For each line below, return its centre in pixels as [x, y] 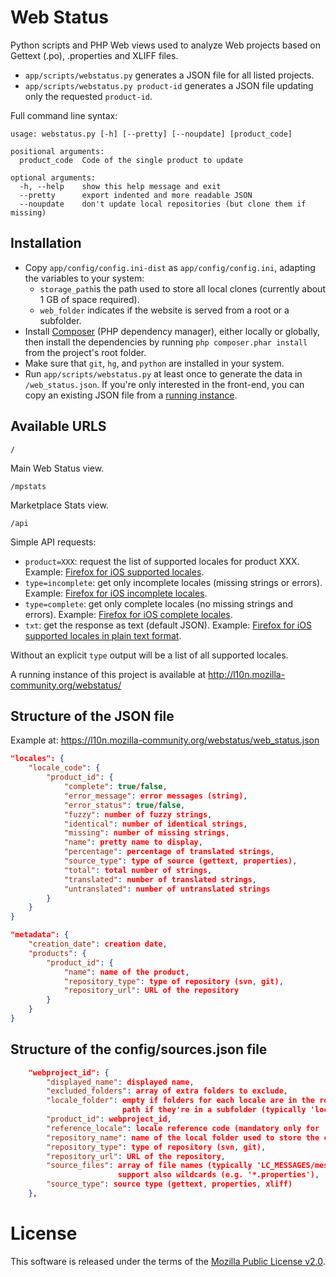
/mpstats [28, 486]
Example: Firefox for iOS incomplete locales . [116, 593]
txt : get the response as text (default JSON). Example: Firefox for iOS [168, 625]
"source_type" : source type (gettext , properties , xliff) [169, 1184]
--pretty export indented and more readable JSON [136, 195]
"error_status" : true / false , [124, 805]
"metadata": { [40, 935]
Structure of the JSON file [92, 716]
